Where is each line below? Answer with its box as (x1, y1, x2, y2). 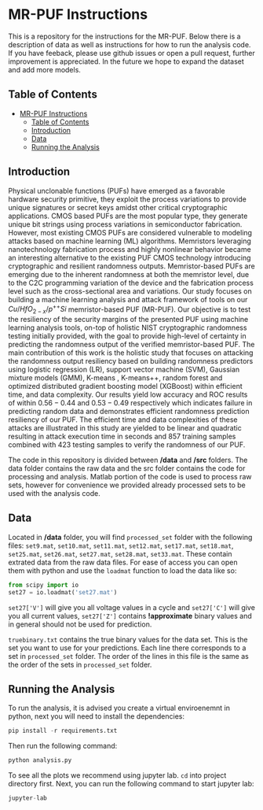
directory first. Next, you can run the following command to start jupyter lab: (8, 779, 254, 789)
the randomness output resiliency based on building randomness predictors (8, 357, 254, 366)
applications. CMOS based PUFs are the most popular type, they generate (8, 211, 248, 220)
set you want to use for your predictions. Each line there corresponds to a (8, 643, 247, 653)
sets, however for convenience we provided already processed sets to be (8, 480, 246, 490)
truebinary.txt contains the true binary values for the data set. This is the (8, 634, 248, 644)
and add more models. (8, 65, 81, 74)
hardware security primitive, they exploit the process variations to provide (8, 194, 247, 204)
